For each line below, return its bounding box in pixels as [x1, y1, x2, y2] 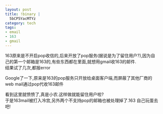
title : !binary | [5, 12, 41, 16]
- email [5, 30, 21, 34]
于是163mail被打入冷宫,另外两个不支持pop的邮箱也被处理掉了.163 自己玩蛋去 [5, 98, 159, 103]
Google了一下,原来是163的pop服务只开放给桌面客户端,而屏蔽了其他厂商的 [5, 75, 153, 81]
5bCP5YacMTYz [9, 16, 36, 21]
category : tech [5, 20, 36, 26]
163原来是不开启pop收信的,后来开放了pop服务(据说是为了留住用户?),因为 [5, 52, 151, 58]
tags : [5, 25, 16, 30]
